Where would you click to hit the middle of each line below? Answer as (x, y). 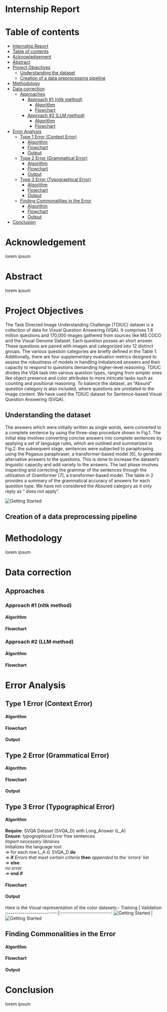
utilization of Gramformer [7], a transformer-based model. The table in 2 (79, 475)
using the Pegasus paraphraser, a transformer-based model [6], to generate (83, 454)
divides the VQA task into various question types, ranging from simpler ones (84, 372)
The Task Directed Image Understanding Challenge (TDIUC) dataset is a (79, 324)
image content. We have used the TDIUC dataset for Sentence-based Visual (83, 394)
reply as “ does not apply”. (32, 491)
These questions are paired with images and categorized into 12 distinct (79, 346)
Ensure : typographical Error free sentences (50, 836)
